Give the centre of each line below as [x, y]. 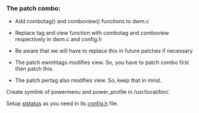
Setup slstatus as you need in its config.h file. [62, 103]
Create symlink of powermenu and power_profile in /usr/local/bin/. [88, 92]
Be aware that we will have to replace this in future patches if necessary [104, 51]
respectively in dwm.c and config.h [58, 39]
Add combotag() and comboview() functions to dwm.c [82, 22]
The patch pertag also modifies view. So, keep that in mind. [88, 80]
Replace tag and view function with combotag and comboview [92, 33]
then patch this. [34, 69]
